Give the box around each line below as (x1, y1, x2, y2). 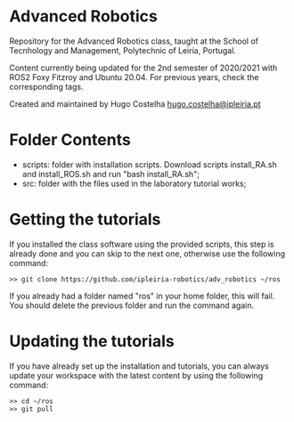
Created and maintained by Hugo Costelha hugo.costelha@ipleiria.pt (9, 98, 261, 109)
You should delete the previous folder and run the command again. (9, 300, 255, 311)
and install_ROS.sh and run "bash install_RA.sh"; (21, 168, 200, 179)
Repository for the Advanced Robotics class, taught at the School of (9, 36, 259, 46)
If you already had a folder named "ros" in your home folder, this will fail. (9, 290, 275, 301)
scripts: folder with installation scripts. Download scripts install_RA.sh (21, 158, 278, 170)
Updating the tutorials (9, 331, 176, 351)
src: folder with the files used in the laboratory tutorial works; (21, 178, 247, 189)
